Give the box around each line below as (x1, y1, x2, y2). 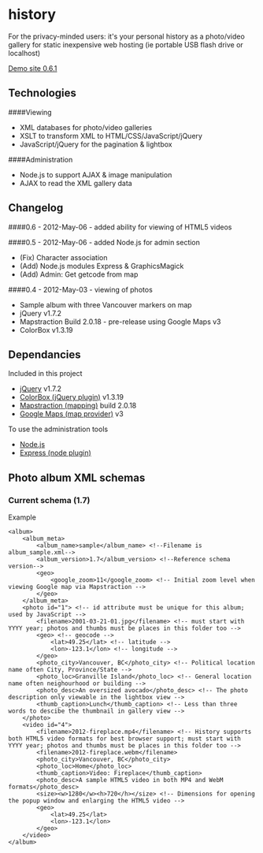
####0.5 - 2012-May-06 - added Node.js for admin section (8, 237, 201, 247)
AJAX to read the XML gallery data (19, 178, 132, 188)
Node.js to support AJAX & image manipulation (19, 169, 172, 179)
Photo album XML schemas (8, 471, 146, 484)
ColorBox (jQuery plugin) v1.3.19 (19, 393, 124, 402)
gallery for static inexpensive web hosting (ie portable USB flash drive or (8, 39, 244, 49)
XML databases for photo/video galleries (19, 122, 152, 132)
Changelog (8, 201, 64, 214)
